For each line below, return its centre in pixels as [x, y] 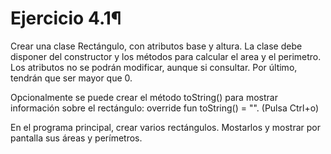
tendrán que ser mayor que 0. [71, 78]
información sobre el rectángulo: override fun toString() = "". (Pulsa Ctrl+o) [164, 108]
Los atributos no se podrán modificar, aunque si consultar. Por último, [154, 67]
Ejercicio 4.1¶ [66, 18]
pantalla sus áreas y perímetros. [76, 138]
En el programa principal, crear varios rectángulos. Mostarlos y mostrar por [165, 127]
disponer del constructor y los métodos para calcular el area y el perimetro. [166, 56]
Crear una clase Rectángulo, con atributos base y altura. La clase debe [156, 46]
